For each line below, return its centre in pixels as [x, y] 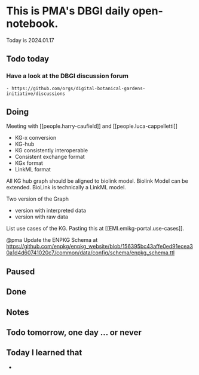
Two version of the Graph [38, 199]
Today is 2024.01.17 [30, 40]
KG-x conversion [36, 138]
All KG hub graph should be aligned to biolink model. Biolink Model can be [97, 181]
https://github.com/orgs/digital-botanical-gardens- [79, 88]
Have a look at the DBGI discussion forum [67, 76]
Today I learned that [44, 353]
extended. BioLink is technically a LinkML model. [66, 187]
